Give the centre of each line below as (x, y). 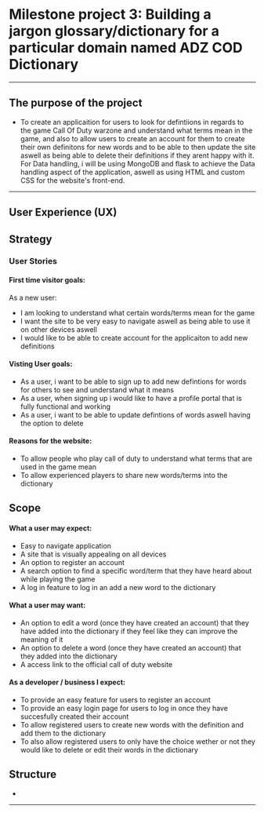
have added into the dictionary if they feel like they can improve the (129, 631)
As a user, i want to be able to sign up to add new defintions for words (133, 381)
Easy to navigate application (66, 545)
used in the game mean (58, 467)
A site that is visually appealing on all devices (93, 554)
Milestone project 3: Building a (110, 15)
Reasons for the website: (51, 441)
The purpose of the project (76, 103)
